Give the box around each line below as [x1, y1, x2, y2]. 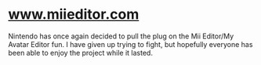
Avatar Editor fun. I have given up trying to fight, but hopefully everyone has [8, 39, 253, 49]
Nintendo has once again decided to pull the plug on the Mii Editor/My [8, 31, 234, 41]
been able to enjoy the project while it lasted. [8, 48, 153, 57]
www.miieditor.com [8, 5, 140, 23]
